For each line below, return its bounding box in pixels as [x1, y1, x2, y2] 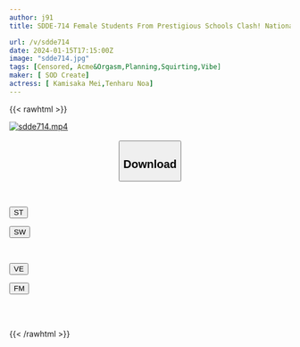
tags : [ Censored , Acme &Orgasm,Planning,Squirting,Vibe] [9, 63, 221, 72]
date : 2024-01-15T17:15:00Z [9, 46, 114, 55]
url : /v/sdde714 [9, 38, 70, 47]
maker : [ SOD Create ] [9, 71, 90, 80]
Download [123, 157, 177, 171]
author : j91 [9, 13, 54, 22]
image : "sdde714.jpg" [9, 55, 90, 63]
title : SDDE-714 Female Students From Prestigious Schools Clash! [9, 21, 262, 30]
